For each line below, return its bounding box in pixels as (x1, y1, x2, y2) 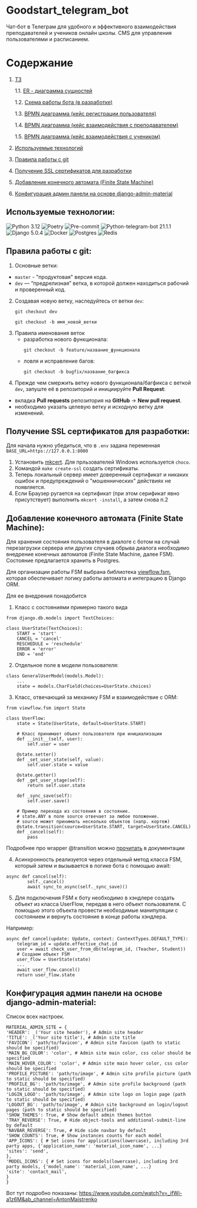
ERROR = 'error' (17, 646, 57, 652)
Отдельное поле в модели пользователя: (14, 662, 119, 669)
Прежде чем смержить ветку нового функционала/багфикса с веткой (14, 379, 192, 386)
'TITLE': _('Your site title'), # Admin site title (6, 1035, 136, 1040)
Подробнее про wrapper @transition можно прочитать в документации (6, 845, 185, 852)
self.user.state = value (27, 762, 88, 768)
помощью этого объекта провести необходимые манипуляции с (14, 907, 178, 914)
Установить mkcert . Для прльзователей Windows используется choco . (14, 458, 191, 466)
